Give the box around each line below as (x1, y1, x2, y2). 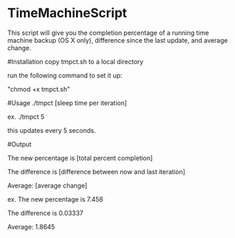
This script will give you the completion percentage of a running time (7, 28, 209, 37)
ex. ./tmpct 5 (7, 112, 45, 121)
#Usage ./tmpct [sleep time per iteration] (7, 98, 127, 107)
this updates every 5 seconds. (7, 126, 96, 134)
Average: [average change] (7, 181, 88, 190)
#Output (7, 140, 32, 148)
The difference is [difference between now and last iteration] (7, 167, 186, 175)
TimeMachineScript (7, 5, 127, 21)
